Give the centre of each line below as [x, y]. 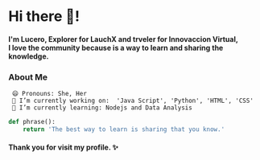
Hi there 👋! [44, 16]
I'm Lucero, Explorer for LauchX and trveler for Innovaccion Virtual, [124, 39]
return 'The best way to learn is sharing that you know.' [124, 129]
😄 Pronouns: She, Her [49, 94]
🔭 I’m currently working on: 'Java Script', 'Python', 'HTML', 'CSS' [132, 101]
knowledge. [29, 56]
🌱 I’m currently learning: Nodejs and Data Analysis [102, 108]
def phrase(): [32, 122]
